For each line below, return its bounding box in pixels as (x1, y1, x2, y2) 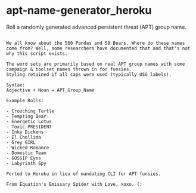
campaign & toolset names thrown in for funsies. (6, 66, 132, 72)
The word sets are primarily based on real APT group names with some (6, 61, 185, 67)
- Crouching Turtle (6, 108, 55, 114)
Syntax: (6, 82, 26, 88)
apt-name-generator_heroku (6, 4, 152, 17)
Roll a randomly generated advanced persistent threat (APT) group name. (6, 23, 186, 30)
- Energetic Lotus (6, 118, 52, 124)
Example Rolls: (6, 97, 44, 103)
